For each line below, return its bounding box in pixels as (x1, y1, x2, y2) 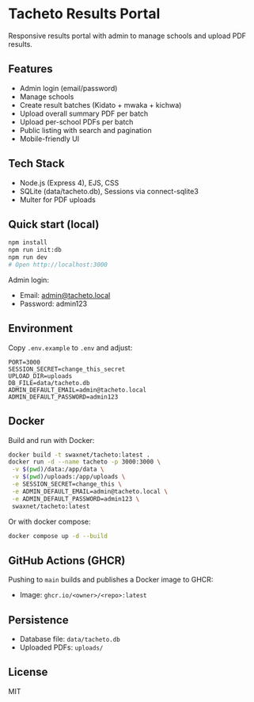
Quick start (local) (8, 217, 100, 231)
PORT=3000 (8, 358, 41, 366)
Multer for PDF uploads (19, 195, 97, 204)
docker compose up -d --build (8, 532, 108, 540)
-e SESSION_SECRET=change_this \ (11, 480, 123, 488)
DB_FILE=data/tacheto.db (8, 379, 90, 387)
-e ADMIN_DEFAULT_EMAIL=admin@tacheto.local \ (11, 487, 169, 495)
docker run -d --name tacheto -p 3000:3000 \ (8, 458, 161, 466)
